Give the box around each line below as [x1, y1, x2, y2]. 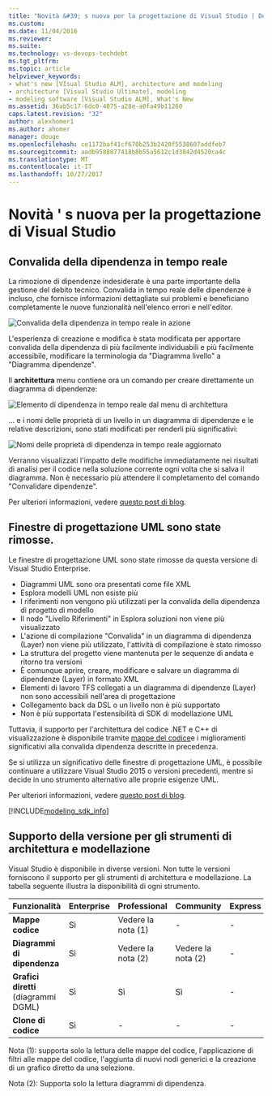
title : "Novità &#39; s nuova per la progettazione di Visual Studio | [8, 11, 255, 20]
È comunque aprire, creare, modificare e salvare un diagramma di [19, 665, 240, 675]
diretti [12, 981, 36, 992]
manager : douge [8, 132, 60, 140]
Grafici [12, 971, 40, 982]
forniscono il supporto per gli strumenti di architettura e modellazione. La [8, 872, 252, 882]
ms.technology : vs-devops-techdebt [8, 50, 129, 58]
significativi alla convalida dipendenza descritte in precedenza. [8, 741, 219, 751]
